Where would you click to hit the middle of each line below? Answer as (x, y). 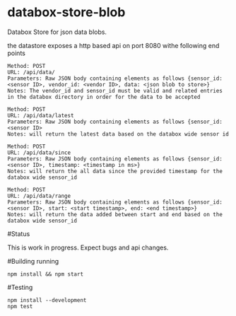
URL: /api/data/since (39, 153)
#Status (19, 233)
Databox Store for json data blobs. (57, 32)
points (17, 53)
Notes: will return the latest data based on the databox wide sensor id (118, 134)
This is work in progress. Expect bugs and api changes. (88, 247)
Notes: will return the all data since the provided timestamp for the (115, 171)
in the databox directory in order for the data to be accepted (104, 97)
